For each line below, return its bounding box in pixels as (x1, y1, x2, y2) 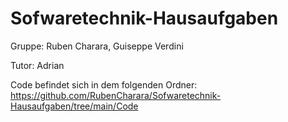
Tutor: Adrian (10, 59, 65, 71)
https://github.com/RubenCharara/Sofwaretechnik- (10, 89, 222, 101)
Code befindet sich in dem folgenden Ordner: (10, 78, 198, 91)
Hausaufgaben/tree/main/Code (10, 100, 139, 112)
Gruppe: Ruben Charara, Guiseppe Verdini (10, 40, 184, 52)
